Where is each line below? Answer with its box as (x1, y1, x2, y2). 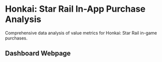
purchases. (5, 35, 28, 41)
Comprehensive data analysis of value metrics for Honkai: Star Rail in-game (5, 30, 157, 36)
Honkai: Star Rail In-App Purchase (5, 3, 146, 15)
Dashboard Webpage (5, 49, 71, 58)
